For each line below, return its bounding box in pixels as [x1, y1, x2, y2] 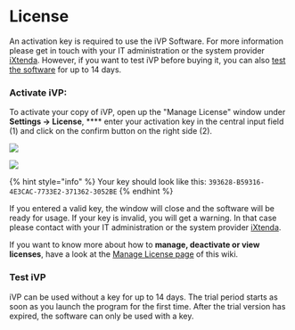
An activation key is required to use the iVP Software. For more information [9, 36, 283, 46]
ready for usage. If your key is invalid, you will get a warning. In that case [9, 212, 277, 224]
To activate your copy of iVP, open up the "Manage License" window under [9, 107, 286, 118]
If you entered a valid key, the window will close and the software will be [9, 203, 275, 214]
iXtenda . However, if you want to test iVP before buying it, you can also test [9, 54, 286, 65]
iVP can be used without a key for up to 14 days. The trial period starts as [9, 292, 278, 302]
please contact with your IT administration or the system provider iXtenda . [9, 222, 282, 233]
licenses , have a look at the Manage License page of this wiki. [9, 249, 239, 260]
